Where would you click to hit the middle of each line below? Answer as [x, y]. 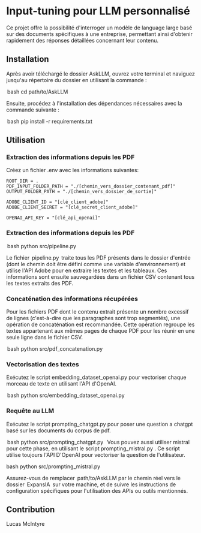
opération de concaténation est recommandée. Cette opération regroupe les [100, 324]
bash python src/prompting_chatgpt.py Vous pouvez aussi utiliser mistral [98, 442]
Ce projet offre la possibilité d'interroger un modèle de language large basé [99, 28]
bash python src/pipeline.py [42, 246]
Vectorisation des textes [43, 364]
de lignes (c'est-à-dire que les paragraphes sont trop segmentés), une [93, 318]
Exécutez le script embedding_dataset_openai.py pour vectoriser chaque [96, 377]
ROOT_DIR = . [22, 181]
